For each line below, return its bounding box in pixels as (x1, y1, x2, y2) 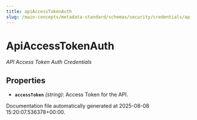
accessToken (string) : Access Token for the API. (14, 91, 128, 98)
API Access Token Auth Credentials (6, 59, 92, 66)
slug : (6, 14, 19, 20)
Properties (6, 76, 46, 85)
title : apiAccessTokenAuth (6, 8, 72, 15)
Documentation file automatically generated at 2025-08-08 (6, 102, 150, 109)
